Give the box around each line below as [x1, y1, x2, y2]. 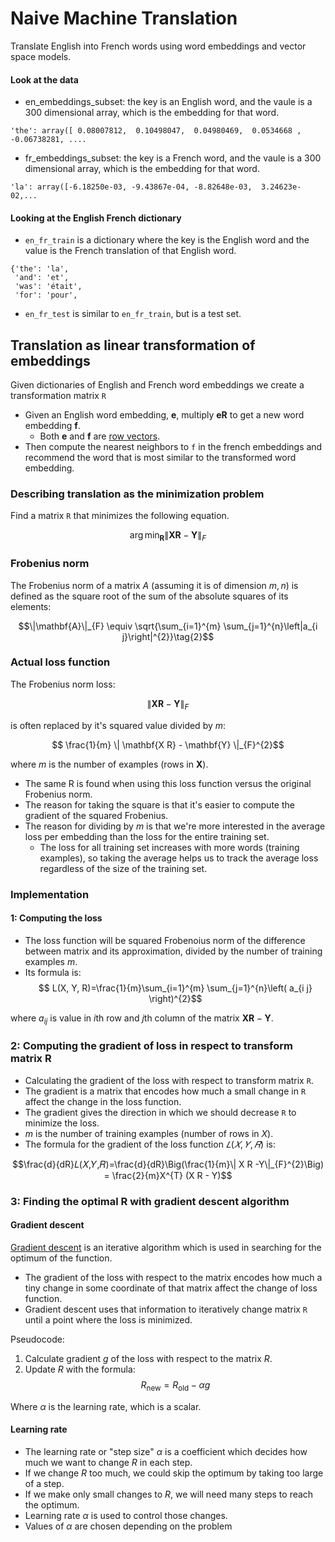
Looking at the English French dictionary [10, 212, 182, 224]
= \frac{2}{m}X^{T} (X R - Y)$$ [103, 1169, 233, 1181]
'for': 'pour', [14, 290, 78, 301]
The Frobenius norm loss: [10, 678, 116, 690]
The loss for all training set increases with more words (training [39, 841, 300, 853]
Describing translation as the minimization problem [10, 487, 265, 501]
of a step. [24, 1477, 65, 1489]
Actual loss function [10, 655, 111, 669]
